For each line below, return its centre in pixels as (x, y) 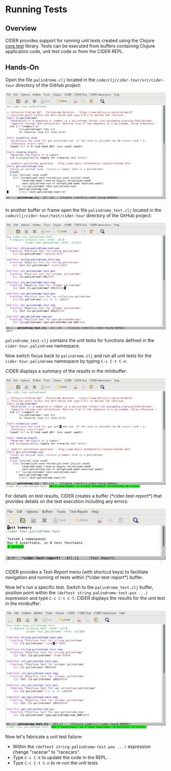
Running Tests (36, 9)
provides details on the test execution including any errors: (67, 501)
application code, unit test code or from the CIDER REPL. (65, 51)
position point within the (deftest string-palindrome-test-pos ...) (77, 592)
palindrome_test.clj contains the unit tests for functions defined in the (80, 340)
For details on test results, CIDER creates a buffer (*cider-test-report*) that (83, 496)
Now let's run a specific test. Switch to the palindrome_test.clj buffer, (79, 587)
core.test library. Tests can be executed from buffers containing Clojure (80, 46)
